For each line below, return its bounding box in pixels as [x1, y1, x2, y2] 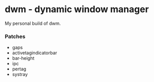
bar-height [12, 55, 35, 61]
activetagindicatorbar [12, 50, 57, 56]
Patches [5, 33, 26, 40]
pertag [12, 66, 26, 72]
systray [12, 71, 28, 77]
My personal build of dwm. [5, 20, 61, 26]
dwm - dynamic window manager [5, 4, 149, 15]
